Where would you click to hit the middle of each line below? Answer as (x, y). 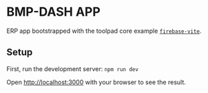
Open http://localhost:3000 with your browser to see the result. (96, 82)
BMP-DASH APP (53, 12)
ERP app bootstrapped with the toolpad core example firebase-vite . (104, 31)
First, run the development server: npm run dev (73, 68)
